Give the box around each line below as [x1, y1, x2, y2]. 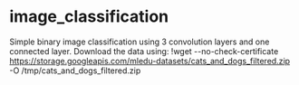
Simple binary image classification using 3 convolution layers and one [9, 36, 270, 47]
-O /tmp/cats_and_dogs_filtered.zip [9, 65, 141, 76]
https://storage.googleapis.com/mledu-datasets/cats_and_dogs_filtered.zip [9, 55, 291, 66]
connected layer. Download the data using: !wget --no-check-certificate [9, 45, 279, 56]
